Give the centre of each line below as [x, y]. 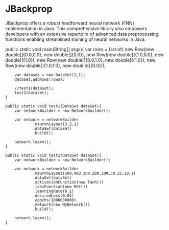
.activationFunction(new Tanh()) [68, 182]
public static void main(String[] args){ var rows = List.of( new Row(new [80, 49]
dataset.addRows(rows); [40, 79]
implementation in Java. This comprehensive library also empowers [76, 28]
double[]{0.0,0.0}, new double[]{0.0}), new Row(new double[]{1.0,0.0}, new [85, 55]
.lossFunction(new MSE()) [60, 187]
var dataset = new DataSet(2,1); [50, 75]
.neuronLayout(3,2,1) [56, 124]
